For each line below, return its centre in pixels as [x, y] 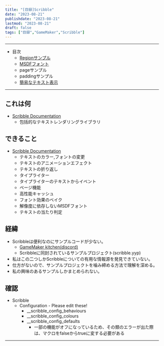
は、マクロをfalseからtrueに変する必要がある [79, 333]
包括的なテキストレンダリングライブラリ [60, 122]
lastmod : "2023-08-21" [28, 23]
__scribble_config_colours [53, 316]
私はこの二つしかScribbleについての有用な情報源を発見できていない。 [82, 259]
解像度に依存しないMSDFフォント [53, 206]
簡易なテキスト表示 [39, 82]
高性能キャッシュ [37, 193]
